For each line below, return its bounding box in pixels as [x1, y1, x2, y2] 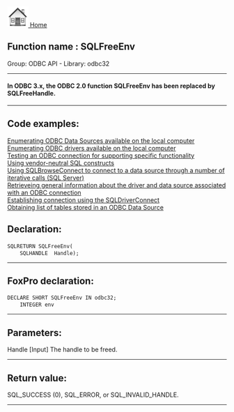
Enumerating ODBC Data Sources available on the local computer [7, 136, 195, 145]
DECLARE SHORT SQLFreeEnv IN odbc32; [7, 294, 117, 302]
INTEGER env [19, 301, 54, 309]
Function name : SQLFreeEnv [7, 41, 136, 53]
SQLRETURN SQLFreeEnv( [7, 243, 73, 250]
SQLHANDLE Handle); [19, 250, 79, 257]
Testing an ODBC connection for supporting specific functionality [7, 151, 195, 160]
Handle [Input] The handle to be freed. [7, 345, 118, 354]
